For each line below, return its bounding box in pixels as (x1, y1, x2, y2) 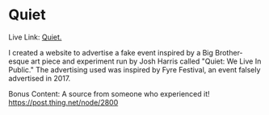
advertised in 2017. (8, 73, 71, 83)
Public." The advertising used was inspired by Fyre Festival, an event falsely (8, 64, 261, 74)
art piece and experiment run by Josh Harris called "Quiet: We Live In (31, 56, 262, 66)
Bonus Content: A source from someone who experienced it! (8, 88, 210, 98)
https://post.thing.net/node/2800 (8, 97, 119, 107)
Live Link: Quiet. (8, 32, 62, 42)
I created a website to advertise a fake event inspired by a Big (8, 47, 214, 57)
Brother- (215, 47, 244, 57)
